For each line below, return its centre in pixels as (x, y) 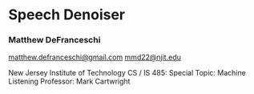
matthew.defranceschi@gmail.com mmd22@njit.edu (95, 57)
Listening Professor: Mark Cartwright (69, 81)
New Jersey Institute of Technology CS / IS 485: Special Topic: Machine (127, 73)
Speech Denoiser (67, 15)
